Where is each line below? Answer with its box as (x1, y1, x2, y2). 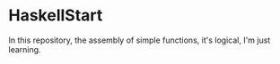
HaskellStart (8, 5, 103, 26)
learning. (8, 44, 41, 54)
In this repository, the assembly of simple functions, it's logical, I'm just (8, 35, 271, 45)
